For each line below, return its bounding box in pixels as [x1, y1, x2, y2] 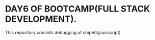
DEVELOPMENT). [5, 13, 77, 25]
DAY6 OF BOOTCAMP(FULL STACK [5, 3, 151, 14]
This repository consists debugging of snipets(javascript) [5, 29, 121, 35]
